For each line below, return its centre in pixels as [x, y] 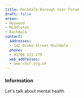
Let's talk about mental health [35, 91]
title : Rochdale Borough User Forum [42, 9]
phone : [16, 50]
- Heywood [15, 23]
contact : [14, 37]
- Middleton [17, 28]
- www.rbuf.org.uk [28, 64]
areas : [12, 18]
